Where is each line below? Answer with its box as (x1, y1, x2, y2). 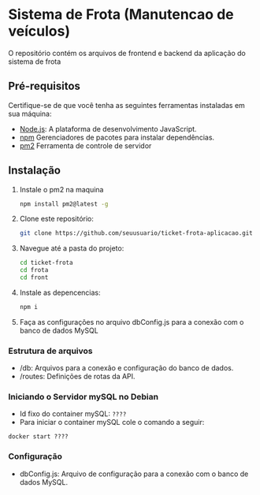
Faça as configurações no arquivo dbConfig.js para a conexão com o (19, 317, 244, 326)
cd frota (19, 266, 49, 274)
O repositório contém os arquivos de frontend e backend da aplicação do (8, 48, 247, 58)
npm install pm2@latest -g (19, 199, 109, 208)
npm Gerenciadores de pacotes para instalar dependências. (19, 132, 215, 142)
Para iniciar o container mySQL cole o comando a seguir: (19, 418, 205, 427)
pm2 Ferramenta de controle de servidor (19, 140, 152, 151)
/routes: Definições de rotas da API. (19, 372, 136, 381)
